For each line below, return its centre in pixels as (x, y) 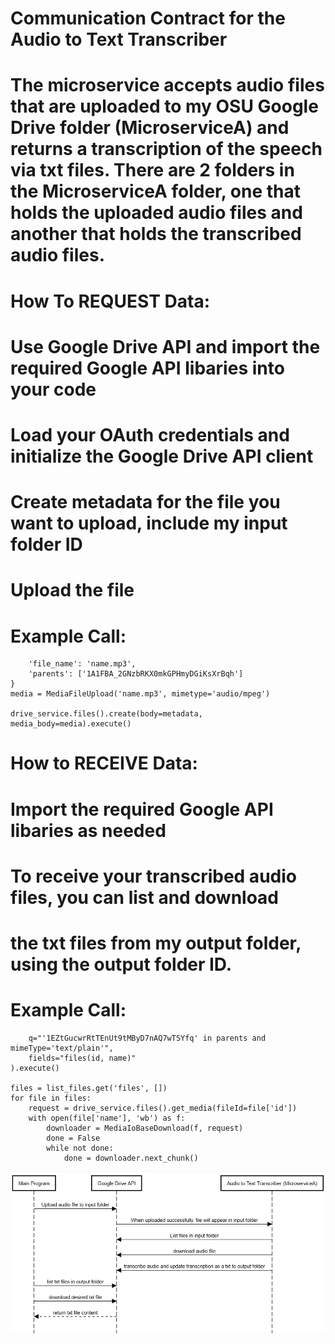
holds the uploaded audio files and (156, 213)
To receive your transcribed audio (153, 876)
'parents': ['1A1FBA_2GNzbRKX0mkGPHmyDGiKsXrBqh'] (136, 674)
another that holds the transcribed (156, 234)
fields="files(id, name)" (82, 1058)
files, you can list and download (145, 897)
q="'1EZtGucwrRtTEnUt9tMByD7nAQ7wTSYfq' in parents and (147, 1038)
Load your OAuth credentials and (150, 434)
